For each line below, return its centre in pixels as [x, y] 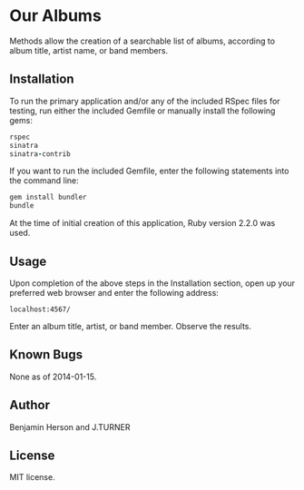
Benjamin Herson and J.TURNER [70, 426]
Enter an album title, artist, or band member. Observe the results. [131, 326]
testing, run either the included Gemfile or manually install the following [142, 111]
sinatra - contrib [40, 154]
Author [29, 405]
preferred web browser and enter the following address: [114, 292]
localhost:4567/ [40, 309]
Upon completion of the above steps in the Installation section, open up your [152, 283]
